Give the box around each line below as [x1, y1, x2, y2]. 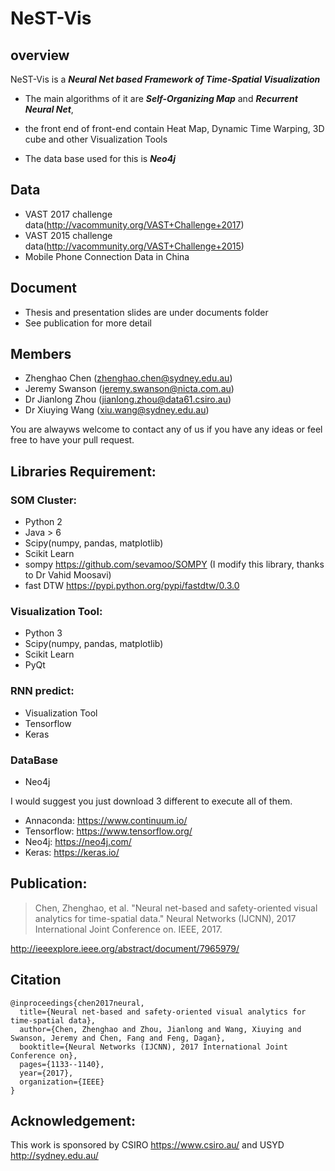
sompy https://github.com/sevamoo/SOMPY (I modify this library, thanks [24, 558, 325, 571]
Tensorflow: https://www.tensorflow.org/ [24, 825, 193, 837]
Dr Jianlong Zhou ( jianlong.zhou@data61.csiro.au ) [24, 393, 232, 406]
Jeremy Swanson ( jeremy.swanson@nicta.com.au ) [24, 383, 235, 395]
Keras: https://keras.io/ [24, 847, 120, 859]
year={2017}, [19, 1068, 74, 1078]
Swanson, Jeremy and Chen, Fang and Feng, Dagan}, [10, 1033, 226, 1043]
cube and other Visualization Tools [24, 133, 168, 145]
